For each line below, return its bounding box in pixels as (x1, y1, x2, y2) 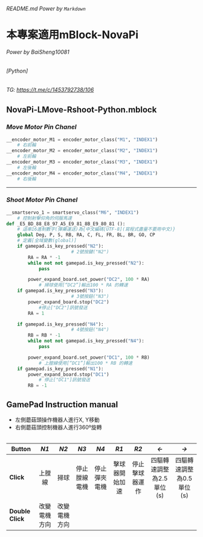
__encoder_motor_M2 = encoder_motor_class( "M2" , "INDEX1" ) (6, 148, 158, 154)
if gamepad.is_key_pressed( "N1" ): (17, 365, 104, 371)
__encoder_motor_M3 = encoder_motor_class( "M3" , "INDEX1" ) (6, 159, 158, 165)
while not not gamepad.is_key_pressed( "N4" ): (28, 338, 145, 344)
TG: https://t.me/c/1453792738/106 (6, 86, 94, 93)
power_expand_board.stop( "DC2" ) (28, 299, 110, 305)
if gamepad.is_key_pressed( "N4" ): (17, 321, 104, 327)
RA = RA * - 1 (28, 254, 61, 260)
